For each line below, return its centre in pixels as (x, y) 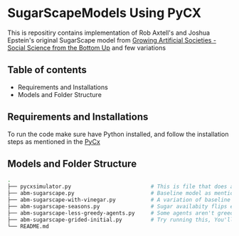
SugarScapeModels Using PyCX (104, 13)
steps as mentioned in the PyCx (54, 141)
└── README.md (28, 226)
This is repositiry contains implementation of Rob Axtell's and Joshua (109, 33)
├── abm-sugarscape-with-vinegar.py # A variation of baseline (119, 200)
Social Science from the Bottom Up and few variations (86, 47)
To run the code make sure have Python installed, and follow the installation (118, 134)
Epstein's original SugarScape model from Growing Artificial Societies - (112, 40)
